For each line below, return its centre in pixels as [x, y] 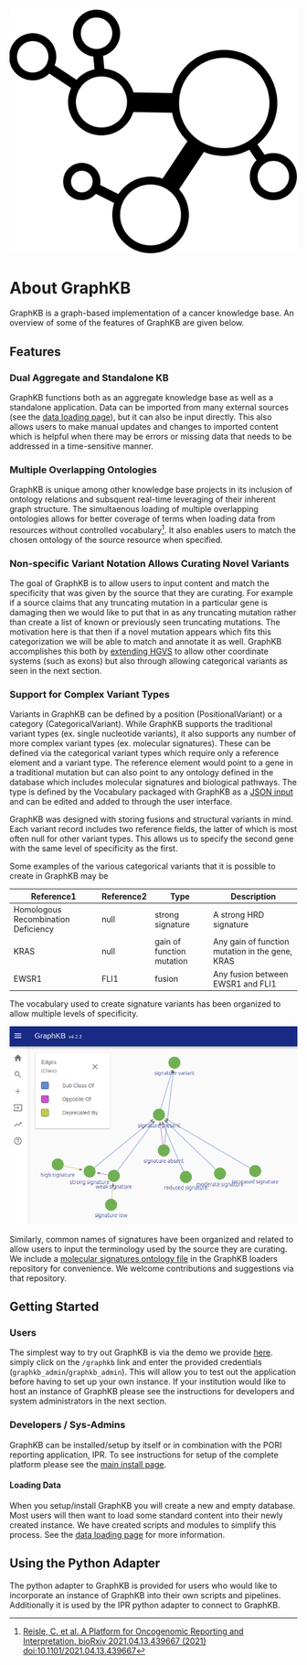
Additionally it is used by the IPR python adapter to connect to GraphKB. [145, 1605]
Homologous [37, 910]
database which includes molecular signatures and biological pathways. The [153, 783]
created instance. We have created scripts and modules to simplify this [143, 1525]
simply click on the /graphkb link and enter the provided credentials [136, 1362]
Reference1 [53, 896]
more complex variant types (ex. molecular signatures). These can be [140, 743]
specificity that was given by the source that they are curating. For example [152, 593]
